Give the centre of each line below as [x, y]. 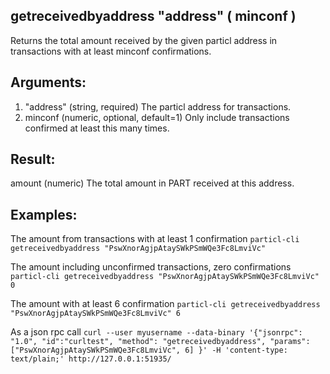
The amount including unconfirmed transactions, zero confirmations [151, 267]
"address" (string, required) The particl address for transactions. [158, 106]
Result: [33, 159]
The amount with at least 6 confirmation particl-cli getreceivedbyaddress [165, 304]
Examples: [44, 214]
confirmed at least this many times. [97, 128]
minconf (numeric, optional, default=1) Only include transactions [157, 117]
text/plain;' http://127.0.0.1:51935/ [91, 359]
